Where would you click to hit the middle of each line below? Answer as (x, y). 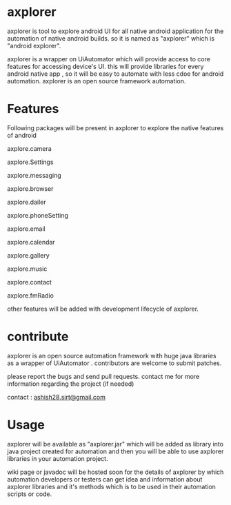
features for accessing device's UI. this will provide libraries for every (106, 66)
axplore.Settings (30, 162)
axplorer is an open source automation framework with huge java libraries (112, 355)
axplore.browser (30, 188)
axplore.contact (29, 282)
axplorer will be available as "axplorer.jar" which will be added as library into (115, 444)
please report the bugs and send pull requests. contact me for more (103, 376)
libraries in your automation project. (58, 458)
